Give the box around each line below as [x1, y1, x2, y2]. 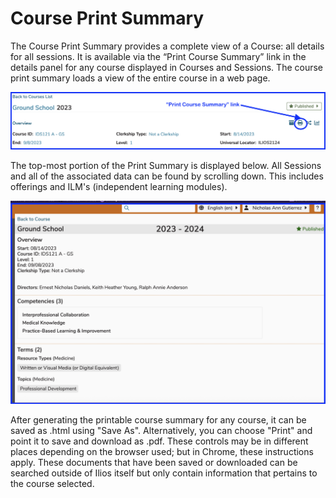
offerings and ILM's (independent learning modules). [10, 180, 228, 192]
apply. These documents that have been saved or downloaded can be [10, 456, 298, 468]
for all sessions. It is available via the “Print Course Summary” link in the [10, 50, 307, 62]
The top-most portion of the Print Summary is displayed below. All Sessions [10, 159, 322, 171]
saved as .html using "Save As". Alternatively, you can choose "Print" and [10, 424, 313, 436]
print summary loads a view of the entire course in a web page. [10, 72, 271, 84]
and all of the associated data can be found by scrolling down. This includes [10, 170, 324, 182]
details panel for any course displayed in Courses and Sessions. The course [10, 61, 324, 73]
